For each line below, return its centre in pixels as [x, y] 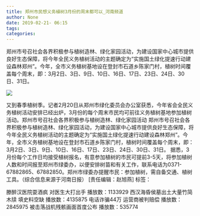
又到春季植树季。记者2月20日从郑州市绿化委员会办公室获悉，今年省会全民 [97, 105]
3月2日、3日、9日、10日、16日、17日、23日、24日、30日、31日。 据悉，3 [98, 150]
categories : [21, 34]
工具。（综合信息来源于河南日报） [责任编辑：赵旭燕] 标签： [79, 180]
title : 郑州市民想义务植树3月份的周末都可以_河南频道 [65, 12]
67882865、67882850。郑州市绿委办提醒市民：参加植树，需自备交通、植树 [99, 172]
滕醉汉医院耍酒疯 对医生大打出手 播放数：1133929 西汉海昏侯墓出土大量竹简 [99, 192]
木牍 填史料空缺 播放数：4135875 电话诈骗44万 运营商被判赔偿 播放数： [94, 199]
